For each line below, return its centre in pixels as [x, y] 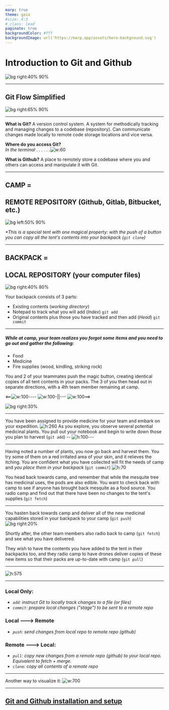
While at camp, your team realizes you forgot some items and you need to [84, 338]
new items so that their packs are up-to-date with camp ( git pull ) [74, 559]
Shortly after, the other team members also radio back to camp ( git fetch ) [82, 533]
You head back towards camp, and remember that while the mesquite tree [82, 477]
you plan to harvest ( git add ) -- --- [50, 437]
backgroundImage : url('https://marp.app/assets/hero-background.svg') [81, 38]
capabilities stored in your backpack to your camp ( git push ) [68, 518]
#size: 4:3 [17, 19]
